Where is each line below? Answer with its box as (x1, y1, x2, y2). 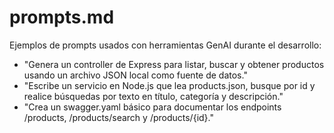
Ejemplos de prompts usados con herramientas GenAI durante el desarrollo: (9, 39, 322, 51)
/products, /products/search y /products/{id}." (23, 111, 214, 123)
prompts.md (9, 6, 115, 29)
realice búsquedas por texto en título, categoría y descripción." (23, 90, 284, 102)
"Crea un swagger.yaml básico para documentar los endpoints (23, 101, 282, 113)
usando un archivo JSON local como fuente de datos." (23, 69, 248, 81)
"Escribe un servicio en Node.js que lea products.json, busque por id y (23, 79, 316, 91)
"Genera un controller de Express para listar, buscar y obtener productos (23, 58, 325, 70)
